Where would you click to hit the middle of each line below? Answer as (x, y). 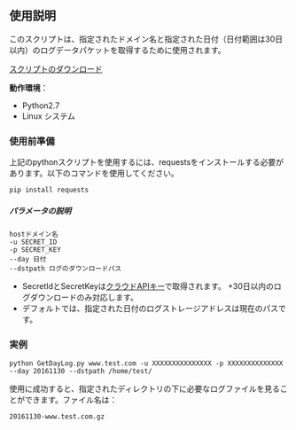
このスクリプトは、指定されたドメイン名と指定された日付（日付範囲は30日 (146, 39)
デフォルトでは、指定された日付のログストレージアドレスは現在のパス (150, 309)
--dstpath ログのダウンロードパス (66, 269)
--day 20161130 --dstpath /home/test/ (81, 371)
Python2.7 (41, 106)
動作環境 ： (29, 88)
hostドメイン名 (34, 235)
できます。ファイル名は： (71, 400)
